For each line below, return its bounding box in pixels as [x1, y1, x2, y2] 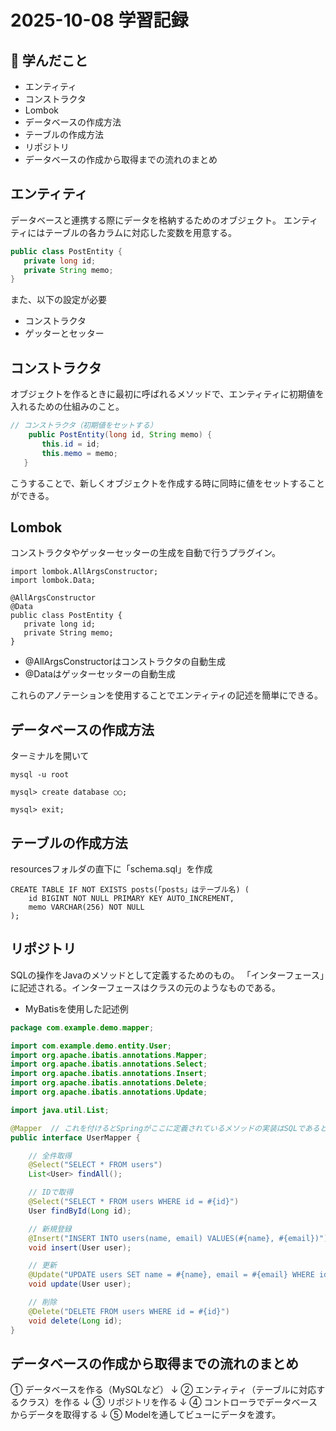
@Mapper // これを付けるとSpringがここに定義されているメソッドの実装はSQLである [10, 1123, 320, 1133]
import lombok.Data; [10, 576, 97, 586]
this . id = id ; [41, 439, 101, 449]
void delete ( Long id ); [28, 1316, 123, 1326]
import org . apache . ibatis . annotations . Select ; [10, 1059, 208, 1070]
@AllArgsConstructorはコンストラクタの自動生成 [24, 656, 227, 668]
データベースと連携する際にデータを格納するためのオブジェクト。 [10, 214, 282, 226]
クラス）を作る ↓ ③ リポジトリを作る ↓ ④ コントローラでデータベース [18, 1396, 318, 1408]
